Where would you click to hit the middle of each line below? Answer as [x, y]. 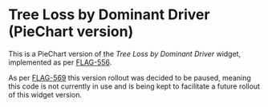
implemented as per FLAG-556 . [60, 62]
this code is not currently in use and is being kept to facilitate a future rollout [134, 86]
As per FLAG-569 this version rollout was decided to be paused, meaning [130, 77]
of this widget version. [45, 94]
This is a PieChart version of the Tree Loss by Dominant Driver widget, [125, 53]
